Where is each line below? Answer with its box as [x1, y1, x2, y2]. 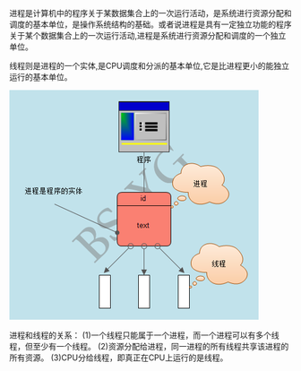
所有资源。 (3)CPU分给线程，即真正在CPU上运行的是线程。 [9, 352, 228, 363]
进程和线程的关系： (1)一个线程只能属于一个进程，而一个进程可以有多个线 [9, 330, 279, 341]
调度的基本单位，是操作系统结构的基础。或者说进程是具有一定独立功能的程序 [9, 19, 292, 30]
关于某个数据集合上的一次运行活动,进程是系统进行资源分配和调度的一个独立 [9, 30, 287, 40]
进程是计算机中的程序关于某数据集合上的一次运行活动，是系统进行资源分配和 [9, 8, 292, 18]
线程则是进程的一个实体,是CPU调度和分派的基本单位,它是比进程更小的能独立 [9, 61, 289, 71]
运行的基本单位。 [9, 72, 73, 82]
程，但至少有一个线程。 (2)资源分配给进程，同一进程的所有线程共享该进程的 [9, 341, 289, 351]
